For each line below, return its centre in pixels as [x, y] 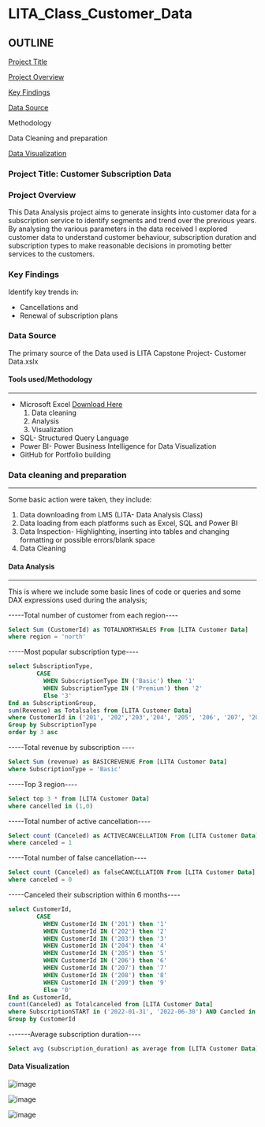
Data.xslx [23, 361]
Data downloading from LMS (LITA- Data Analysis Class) [111, 515]
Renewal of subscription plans [69, 315]
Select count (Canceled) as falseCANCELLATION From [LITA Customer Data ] [132, 872]
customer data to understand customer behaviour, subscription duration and [132, 237]
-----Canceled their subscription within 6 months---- [94, 895]
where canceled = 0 [40, 880]
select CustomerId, [40, 909]
